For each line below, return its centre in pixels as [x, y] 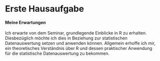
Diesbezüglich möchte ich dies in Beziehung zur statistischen [66, 38]
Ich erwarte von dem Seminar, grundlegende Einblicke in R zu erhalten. [76, 33]
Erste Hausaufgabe [45, 9]
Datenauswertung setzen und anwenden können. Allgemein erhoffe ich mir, [80, 43]
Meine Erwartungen [25, 22]
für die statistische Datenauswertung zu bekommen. [57, 53]
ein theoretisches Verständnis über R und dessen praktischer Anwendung [79, 49]
